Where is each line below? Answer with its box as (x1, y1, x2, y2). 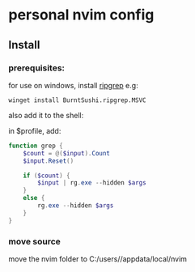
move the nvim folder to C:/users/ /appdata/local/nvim (8, 253, 188, 264)
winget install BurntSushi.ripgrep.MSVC (8, 96, 147, 104)
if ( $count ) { (23, 172, 70, 180)
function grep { (8, 142, 63, 150)
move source (8, 236, 61, 247)
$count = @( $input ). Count (23, 149, 111, 157)
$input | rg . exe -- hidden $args (37, 179, 147, 187)
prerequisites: (8, 62, 66, 74)
